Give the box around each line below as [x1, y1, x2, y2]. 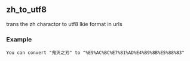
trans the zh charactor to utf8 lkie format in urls [6, 20, 122, 27]
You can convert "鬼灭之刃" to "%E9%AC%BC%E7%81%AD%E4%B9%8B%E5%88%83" [6, 50, 185, 56]
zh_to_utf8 [6, 5, 47, 15]
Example [6, 35, 32, 43]
